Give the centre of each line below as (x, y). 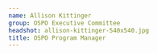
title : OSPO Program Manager (57, 38)
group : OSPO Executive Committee (64, 23)
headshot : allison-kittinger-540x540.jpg (79, 30)
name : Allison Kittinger (50, 15)
